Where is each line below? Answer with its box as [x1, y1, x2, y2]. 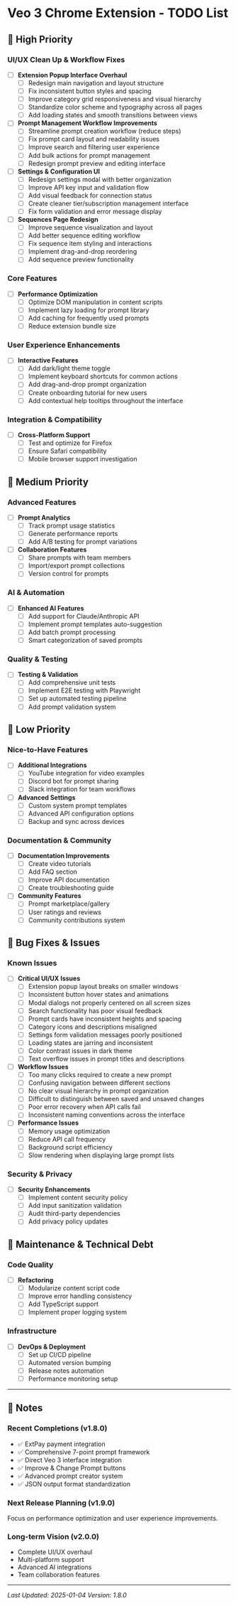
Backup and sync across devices [28, 817, 125, 825]
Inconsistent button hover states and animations [28, 990, 169, 999]
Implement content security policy [28, 1193, 128, 1202]
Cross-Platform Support [17, 430, 91, 439]
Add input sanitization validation [28, 1201, 122, 1210]
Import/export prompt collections [28, 562, 125, 570]
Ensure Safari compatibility [28, 446, 108, 456]
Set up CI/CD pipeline [28, 1350, 92, 1359]
